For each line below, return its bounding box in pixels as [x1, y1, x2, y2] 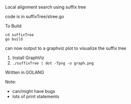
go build [5, 37, 23, 42]
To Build [5, 23, 22, 29]
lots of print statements [12, 94, 60, 99]
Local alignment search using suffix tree [5, 4, 86, 10]
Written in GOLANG [5, 69, 44, 75]
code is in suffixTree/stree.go [5, 14, 65, 19]
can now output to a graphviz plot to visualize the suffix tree [5, 45, 127, 51]
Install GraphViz [12, 55, 44, 61]
